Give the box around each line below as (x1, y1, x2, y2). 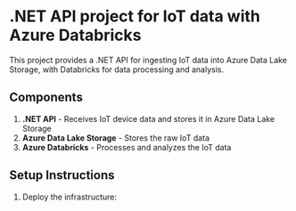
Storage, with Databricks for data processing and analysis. (9, 64, 225, 75)
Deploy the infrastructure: (21, 191, 118, 202)
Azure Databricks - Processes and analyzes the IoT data (21, 142, 232, 152)
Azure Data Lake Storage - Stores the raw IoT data (21, 132, 210, 143)
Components (9, 90, 83, 105)
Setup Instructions (9, 167, 115, 183)
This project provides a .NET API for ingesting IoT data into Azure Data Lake (9, 54, 288, 65)
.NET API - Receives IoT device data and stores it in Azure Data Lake (21, 113, 275, 124)
